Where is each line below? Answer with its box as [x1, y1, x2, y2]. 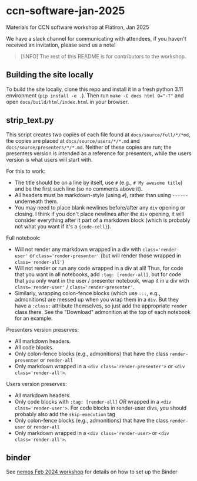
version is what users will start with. [6, 156, 93, 163]
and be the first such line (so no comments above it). [14, 185, 143, 192]
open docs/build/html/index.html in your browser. [6, 98, 129, 105]
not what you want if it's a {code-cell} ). [14, 222, 112, 230]
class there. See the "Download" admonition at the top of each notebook [14, 308, 191, 315]
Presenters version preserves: [6, 326, 79, 333]
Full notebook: [6, 234, 41, 241]
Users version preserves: [6, 380, 67, 387]
